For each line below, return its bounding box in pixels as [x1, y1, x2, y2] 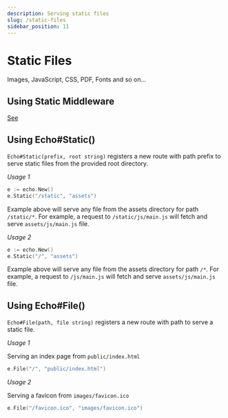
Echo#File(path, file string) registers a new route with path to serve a [7, 318, 214, 326]
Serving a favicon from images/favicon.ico [7, 391, 129, 400]
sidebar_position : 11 [7, 23, 70, 30]
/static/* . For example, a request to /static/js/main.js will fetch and [7, 212, 208, 221]
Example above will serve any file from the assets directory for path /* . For [7, 265, 219, 273]
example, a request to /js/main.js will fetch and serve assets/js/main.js [7, 272, 216, 281]
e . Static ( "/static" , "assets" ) [7, 192, 97, 199]
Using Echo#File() [7, 299, 85, 311]
